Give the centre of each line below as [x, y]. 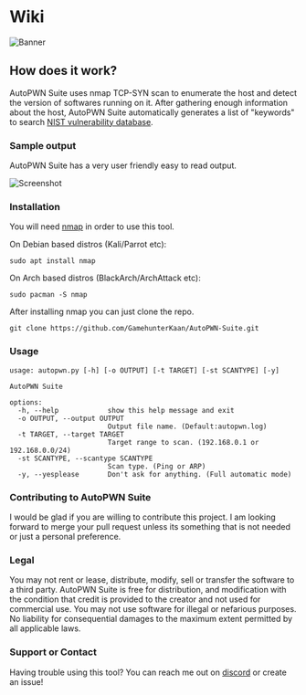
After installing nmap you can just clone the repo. [102, 311]
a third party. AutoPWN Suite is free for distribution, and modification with [148, 590]
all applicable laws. [45, 628]
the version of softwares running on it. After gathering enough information [149, 102]
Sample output [43, 145]
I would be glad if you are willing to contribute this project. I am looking [142, 517]
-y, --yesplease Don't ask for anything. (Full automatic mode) [155, 474]
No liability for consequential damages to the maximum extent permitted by [151, 619]
